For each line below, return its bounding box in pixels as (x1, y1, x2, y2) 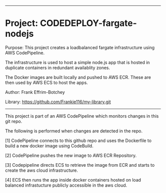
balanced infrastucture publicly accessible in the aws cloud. (5, 182, 127, 188)
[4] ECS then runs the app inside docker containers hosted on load (5, 177, 141, 183)
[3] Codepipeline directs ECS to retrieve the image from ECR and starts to (5, 162, 155, 168)
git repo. (5, 118, 22, 124)
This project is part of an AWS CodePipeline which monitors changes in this (5, 113, 159, 119)
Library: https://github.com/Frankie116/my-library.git (5, 99, 111, 105)
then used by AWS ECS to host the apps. (5, 79, 88, 85)
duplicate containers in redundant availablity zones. (5, 64, 110, 70)
